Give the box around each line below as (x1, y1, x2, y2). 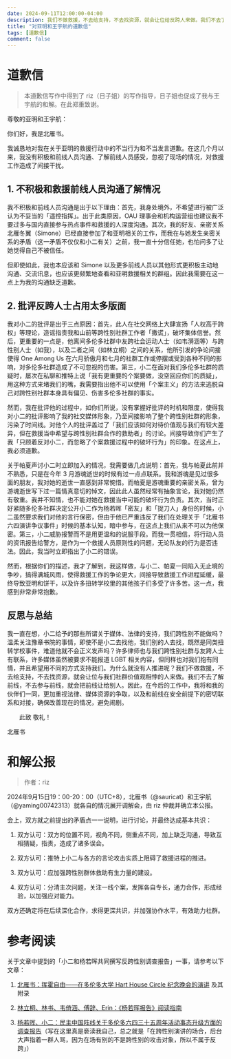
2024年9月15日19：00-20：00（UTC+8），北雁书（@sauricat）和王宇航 (7, 793, 212, 801)
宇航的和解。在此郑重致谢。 (23, 101, 103, 109)
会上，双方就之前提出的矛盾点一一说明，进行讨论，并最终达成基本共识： (7, 816, 212, 824)
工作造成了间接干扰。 (7, 161, 67, 169)
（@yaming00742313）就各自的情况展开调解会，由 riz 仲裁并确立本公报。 (7, 801, 217, 810)
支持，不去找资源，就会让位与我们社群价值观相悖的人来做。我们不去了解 (19, 672, 224, 681)
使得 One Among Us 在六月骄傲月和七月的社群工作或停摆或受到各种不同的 (7, 354, 217, 362)
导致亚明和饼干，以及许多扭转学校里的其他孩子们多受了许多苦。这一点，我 (12, 579, 224, 587)
